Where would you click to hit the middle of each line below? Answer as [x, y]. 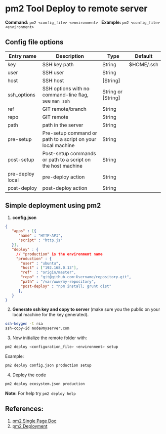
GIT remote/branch [64, 109]
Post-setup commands [69, 153]
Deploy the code [29, 375]
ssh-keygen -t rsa [24, 324]
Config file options [34, 42]
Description [70, 56]
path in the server [63, 125]
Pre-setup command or [70, 133]
